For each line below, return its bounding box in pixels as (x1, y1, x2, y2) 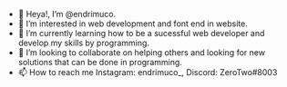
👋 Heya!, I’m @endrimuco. (17, 9, 117, 19)
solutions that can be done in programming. (17, 57, 182, 67)
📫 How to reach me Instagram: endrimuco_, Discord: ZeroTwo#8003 (17, 67, 278, 77)
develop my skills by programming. (17, 37, 150, 48)
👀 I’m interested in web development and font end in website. (17, 18, 248, 29)
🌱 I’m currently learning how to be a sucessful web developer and (17, 28, 265, 38)
